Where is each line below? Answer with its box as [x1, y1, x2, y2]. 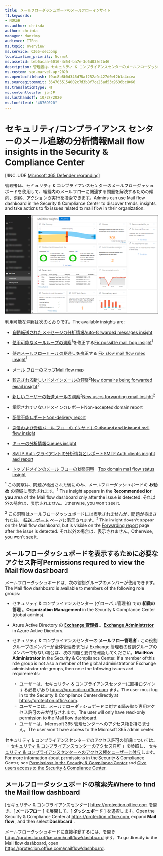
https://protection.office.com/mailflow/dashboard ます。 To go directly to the [5, 835, 158, 840]
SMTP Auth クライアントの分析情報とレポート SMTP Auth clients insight [12, 450, 155, 456]
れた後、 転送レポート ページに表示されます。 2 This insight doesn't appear [5, 516, 154, 523]
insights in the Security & [5, 146, 108, 157]
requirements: [12, 671, 40, 677]
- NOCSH [5, 18, 21, 23]
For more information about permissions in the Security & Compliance [5, 755, 145, 761]
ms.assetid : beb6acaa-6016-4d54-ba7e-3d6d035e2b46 [5, 59, 110, 64]
